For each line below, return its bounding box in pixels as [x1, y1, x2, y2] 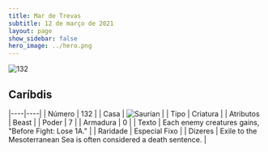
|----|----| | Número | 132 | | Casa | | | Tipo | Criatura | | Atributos [8, 108, 261, 118]
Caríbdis [8, 87, 53, 101]
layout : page [8, 27, 53, 35]
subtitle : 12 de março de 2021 [8, 19, 114, 27]
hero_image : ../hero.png [8, 42, 92, 50]
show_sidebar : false [8, 34, 79, 43]
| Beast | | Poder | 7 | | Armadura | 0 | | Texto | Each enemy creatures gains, [8, 117, 260, 127]
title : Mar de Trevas [8, 11, 82, 20]
